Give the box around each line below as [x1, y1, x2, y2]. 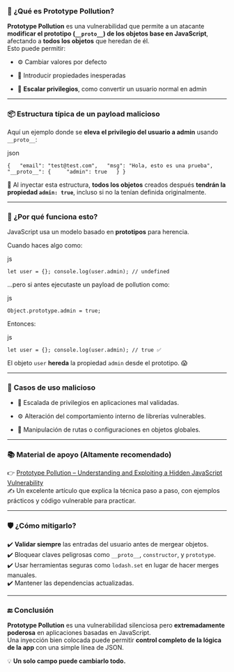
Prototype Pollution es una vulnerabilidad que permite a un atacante [7, 22, 205, 31]
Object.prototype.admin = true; [7, 307, 101, 314]
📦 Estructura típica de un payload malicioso [7, 109, 160, 119]
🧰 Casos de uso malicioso [7, 383, 96, 392]
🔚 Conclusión [7, 605, 54, 615]
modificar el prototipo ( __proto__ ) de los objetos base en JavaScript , [7, 29, 209, 38]
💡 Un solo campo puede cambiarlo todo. [7, 657, 126, 665]
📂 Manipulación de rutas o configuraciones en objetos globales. [17, 425, 201, 434]
